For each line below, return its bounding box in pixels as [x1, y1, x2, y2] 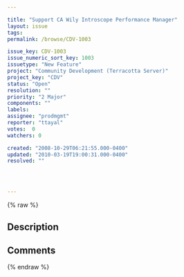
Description [7, 221, 59, 233]
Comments [7, 244, 56, 256]
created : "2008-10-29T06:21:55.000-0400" [7, 144, 129, 151]
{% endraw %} [7, 263, 50, 271]
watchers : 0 [7, 132, 42, 139]
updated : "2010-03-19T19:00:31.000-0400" [7, 151, 129, 158]
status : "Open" [7, 81, 51, 87]
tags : [7, 29, 23, 36]
